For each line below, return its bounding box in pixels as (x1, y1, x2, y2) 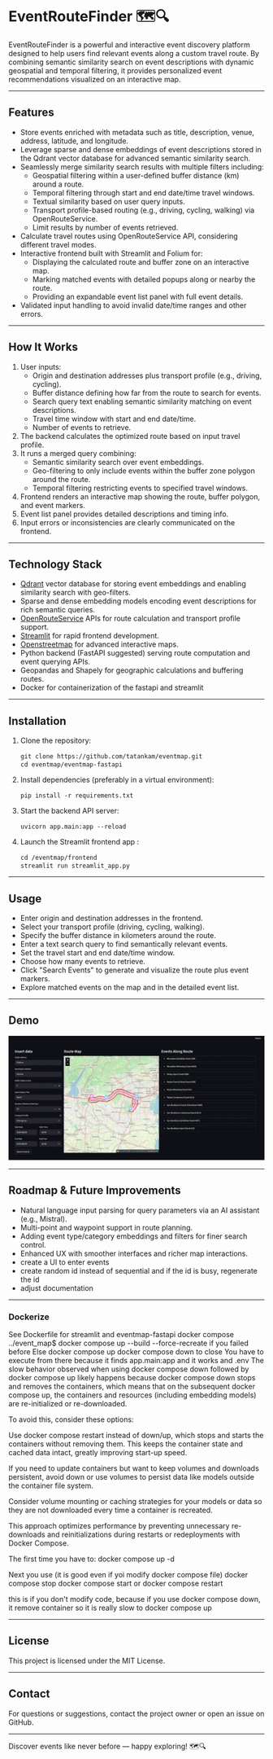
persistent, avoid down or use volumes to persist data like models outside (8, 1472, 254, 1482)
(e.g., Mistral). (19, 1213, 67, 1223)
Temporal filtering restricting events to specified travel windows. (32, 483, 249, 493)
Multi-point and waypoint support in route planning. (19, 1222, 193, 1232)
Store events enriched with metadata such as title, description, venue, (19, 127, 254, 137)
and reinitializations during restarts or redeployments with (47, 1529, 240, 1540)
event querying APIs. (19, 657, 91, 667)
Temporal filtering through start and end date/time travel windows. (32, 187, 255, 197)
